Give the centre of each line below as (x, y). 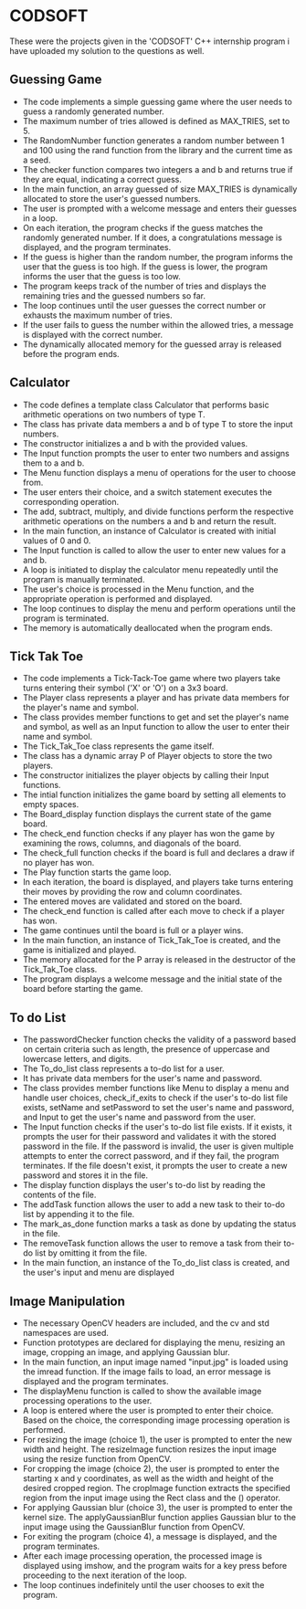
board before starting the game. (83, 989)
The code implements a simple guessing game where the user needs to (157, 101)
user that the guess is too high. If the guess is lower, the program (145, 267)
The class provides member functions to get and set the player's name (156, 717)
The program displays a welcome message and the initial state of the (153, 979)
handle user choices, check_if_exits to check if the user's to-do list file (155, 1098)
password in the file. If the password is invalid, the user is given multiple (158, 1146)
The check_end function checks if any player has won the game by (149, 834)
